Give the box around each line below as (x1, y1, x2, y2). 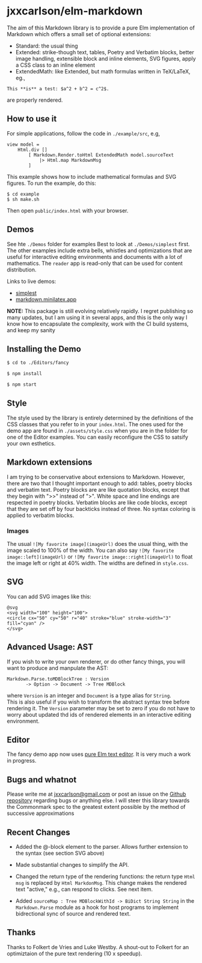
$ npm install (7, 371, 43, 377)
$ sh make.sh (7, 196, 40, 202)
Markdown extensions (7, 457, 93, 468)
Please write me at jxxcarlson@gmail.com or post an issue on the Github (7, 790, 186, 798)
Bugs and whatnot (7, 775, 77, 785)
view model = (7, 141, 40, 147)
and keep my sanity (7, 326, 56, 333)
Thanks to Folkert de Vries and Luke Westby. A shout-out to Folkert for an (7, 943, 189, 950)
